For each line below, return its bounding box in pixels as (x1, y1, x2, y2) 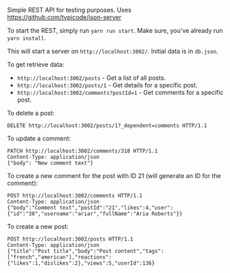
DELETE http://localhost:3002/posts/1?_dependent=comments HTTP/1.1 (7, 122, 207, 129)
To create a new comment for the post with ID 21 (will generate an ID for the (7, 172, 221, 179)
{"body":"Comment (7, 204, 57, 211)
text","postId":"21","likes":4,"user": (59, 204, 174, 211)
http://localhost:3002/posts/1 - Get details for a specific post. (16, 81, 198, 89)
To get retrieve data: (7, 61, 65, 68)
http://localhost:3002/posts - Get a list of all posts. (16, 74, 166, 82)
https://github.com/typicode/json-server (7, 13, 122, 21)
